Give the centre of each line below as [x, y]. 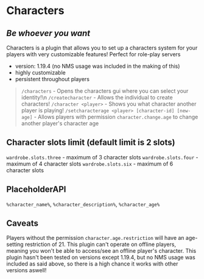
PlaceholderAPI [36, 190]
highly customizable [40, 73]
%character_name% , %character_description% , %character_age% [83, 204]
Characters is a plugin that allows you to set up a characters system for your [102, 48]
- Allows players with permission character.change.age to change [116, 117]
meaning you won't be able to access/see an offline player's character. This [101, 251]
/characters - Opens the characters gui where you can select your [105, 91]
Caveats [22, 223]
